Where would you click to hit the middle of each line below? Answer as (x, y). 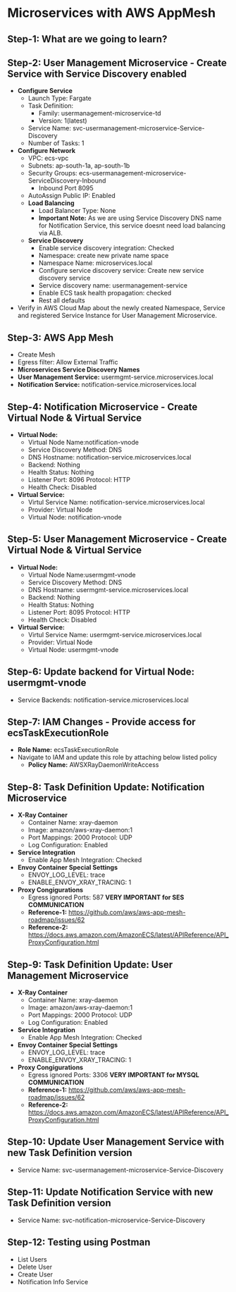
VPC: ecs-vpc (48, 158)
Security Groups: (52, 173)
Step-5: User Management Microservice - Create (117, 540)
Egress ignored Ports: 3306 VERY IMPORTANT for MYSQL (113, 1075)
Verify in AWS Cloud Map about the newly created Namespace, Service (121, 308)
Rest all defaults (62, 300)
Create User (35, 1274)
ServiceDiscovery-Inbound (67, 180)
